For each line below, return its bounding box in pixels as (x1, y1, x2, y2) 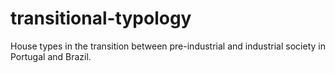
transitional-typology (10, 7, 192, 30)
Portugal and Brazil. (10, 50, 92, 62)
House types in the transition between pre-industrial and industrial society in (10, 40, 326, 52)
